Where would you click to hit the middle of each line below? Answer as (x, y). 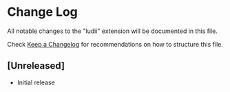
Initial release (36, 82)
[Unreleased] (36, 66)
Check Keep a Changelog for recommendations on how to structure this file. (115, 44)
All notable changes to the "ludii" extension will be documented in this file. (113, 31)
